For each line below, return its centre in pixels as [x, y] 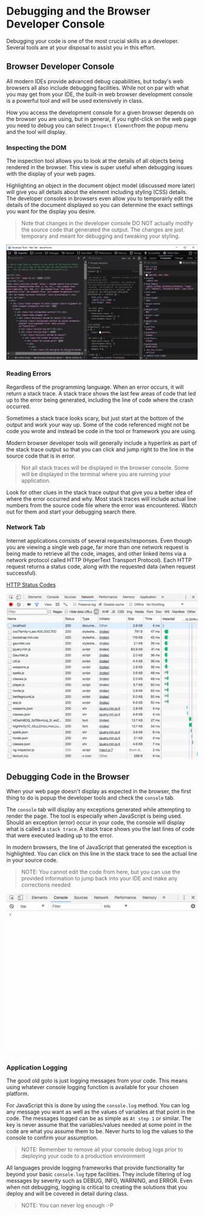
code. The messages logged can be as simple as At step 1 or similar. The [99, 1118]
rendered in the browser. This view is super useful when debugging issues [100, 167]
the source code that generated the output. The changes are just [102, 230]
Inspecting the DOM [36, 147]
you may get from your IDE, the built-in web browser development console [100, 94]
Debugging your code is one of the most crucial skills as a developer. [93, 41]
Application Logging [37, 1067]
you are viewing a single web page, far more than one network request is [98, 547]
